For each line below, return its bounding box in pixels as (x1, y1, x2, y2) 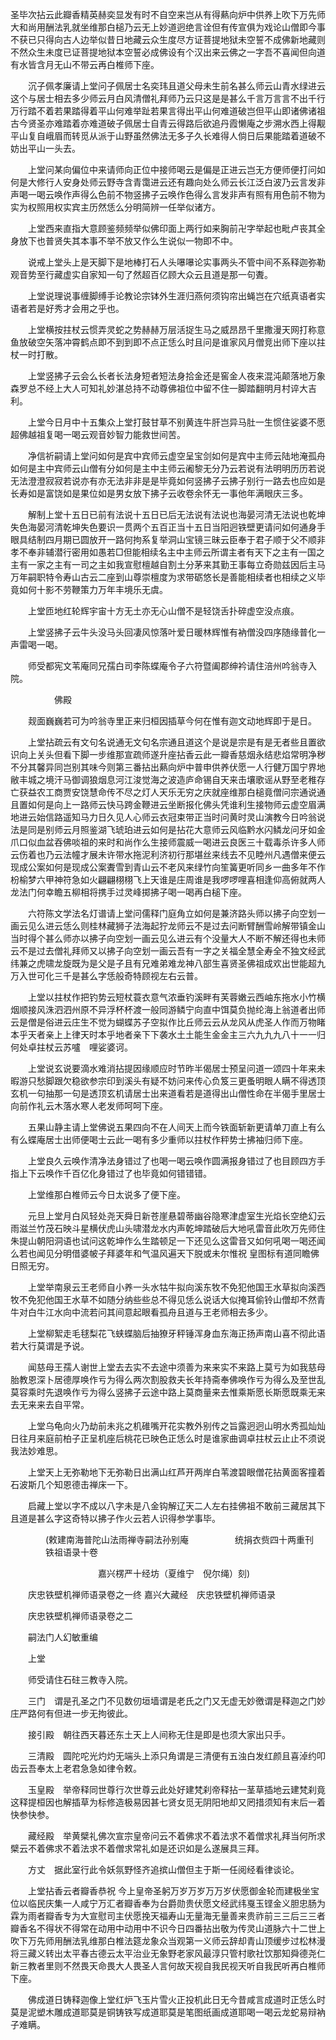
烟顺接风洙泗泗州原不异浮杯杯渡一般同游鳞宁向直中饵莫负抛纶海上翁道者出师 (10, 1004, 326, 1015)
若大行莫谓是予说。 (10, 1340, 90, 1352)
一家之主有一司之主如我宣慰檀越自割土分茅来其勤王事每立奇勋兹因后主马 (27, 559, 326, 570)
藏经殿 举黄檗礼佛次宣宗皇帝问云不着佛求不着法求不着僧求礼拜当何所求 (27, 1830, 326, 1842)
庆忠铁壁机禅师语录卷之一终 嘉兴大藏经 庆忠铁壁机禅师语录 (27, 1589, 276, 1600)
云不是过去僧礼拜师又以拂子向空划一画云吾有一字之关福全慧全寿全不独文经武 (10, 945, 326, 957)
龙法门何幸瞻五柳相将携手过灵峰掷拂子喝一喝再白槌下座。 (10, 886, 247, 898)
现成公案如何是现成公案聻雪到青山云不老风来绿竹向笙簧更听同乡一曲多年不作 (10, 861, 326, 873)
